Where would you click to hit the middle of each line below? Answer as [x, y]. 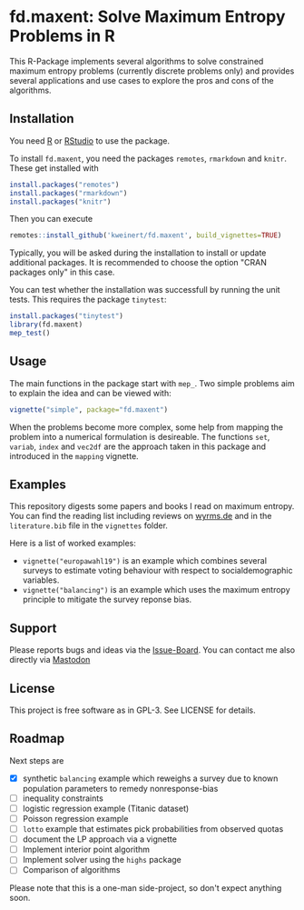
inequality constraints [63, 798]
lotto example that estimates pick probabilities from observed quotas [153, 829]
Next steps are [37, 760]
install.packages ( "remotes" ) [64, 185]
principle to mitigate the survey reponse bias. [107, 600]
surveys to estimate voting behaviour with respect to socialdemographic [157, 571]
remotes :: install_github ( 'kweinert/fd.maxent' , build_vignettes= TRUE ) [146, 235]
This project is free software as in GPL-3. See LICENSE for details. [132, 710]
